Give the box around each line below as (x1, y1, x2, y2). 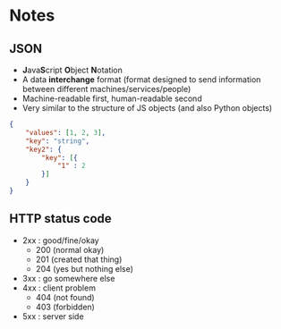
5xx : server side (21, 310, 84, 322)
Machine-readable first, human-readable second (21, 93, 203, 104)
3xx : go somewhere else (21, 273, 115, 283)
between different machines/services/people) (21, 84, 192, 94)
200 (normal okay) (35, 244, 105, 255)
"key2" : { (25, 145, 63, 154)
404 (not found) (35, 291, 96, 302)
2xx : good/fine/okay (21, 234, 100, 246)
